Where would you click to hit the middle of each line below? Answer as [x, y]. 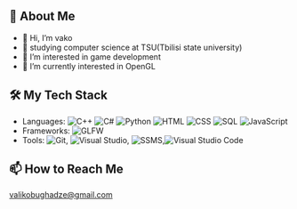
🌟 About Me [42, 16]
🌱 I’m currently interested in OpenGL [88, 66]
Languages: [44, 121]
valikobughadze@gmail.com [61, 195]
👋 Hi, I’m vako [47, 37]
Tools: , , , [93, 140]
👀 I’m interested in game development [92, 56]
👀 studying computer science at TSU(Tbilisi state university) [132, 47]
